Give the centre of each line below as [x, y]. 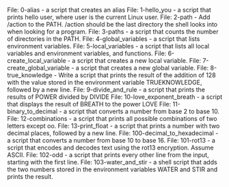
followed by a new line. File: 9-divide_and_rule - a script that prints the [106, 89]
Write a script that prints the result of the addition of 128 [137, 75]
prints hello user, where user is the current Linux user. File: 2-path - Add [109, 17]
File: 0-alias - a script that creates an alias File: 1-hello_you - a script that [109, 10]
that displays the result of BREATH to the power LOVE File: [89, 104]
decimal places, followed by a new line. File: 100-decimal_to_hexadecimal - [113, 133]
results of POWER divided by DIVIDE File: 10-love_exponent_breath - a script [115, 97]
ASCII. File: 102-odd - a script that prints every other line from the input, [108, 155]
